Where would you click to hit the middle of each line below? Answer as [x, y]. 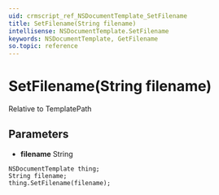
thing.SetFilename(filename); [60, 183]
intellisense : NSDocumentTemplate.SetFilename [89, 31]
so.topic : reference [44, 46]
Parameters [39, 134]
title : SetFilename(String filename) [72, 24]
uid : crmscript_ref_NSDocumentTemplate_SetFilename [98, 16]
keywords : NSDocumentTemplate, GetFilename [83, 39]
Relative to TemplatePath [50, 109]
